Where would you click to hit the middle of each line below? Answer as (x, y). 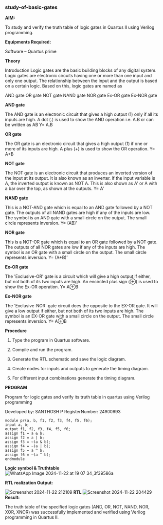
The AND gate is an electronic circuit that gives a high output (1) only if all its (81, 114)
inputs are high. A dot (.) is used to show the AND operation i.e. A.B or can (80, 120)
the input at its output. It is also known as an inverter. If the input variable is (80, 178)
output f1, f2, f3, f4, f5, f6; (38, 429)
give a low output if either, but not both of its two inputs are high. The (74, 311)
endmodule (15, 459)
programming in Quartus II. (32, 517)
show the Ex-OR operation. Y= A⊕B (42, 287)
